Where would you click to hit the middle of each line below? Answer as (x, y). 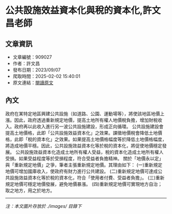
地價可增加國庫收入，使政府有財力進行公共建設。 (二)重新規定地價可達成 (82, 171)
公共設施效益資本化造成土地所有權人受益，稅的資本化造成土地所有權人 (89, 152)
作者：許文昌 (26, 63)
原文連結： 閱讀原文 (33, 83)
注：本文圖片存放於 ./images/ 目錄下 (44, 206)
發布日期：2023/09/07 (37, 70)
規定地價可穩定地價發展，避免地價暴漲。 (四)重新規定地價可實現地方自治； (84, 184)
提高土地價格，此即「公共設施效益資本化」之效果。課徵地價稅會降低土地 (81, 133)
